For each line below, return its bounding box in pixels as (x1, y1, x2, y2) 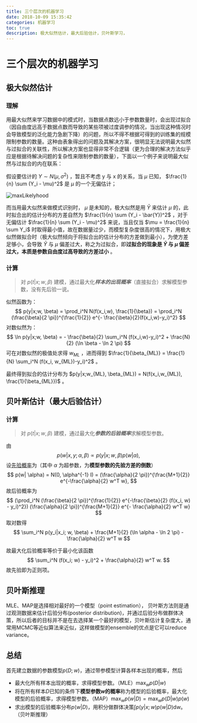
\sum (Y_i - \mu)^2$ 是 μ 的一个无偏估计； (15, 180, 117, 187)
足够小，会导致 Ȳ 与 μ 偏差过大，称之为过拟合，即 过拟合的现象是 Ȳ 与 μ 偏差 (6, 240, 189, 247)
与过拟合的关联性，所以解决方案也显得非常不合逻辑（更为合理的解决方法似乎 (6, 145, 191, 152)
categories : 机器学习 (6, 19, 56, 25)
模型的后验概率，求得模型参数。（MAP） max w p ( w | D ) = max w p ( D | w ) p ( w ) (14, 695, 189, 704)
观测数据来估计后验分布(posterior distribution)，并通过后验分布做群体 (11, 609, 179, 616)
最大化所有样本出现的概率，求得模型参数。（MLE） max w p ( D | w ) (14, 680, 167, 688)
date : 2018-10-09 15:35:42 (6, 14, 72, 20)
